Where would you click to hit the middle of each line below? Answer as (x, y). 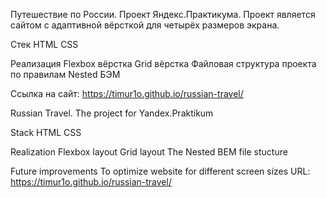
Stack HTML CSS (46, 132)
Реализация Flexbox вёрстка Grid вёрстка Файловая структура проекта (163, 63)
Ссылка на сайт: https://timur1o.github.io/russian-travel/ (127, 93)
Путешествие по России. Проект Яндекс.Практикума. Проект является (163, 14)
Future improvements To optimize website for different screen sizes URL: (160, 171)
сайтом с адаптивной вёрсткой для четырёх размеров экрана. (145, 25)
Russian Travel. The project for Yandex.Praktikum (112, 113)
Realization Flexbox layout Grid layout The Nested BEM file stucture (149, 152)
